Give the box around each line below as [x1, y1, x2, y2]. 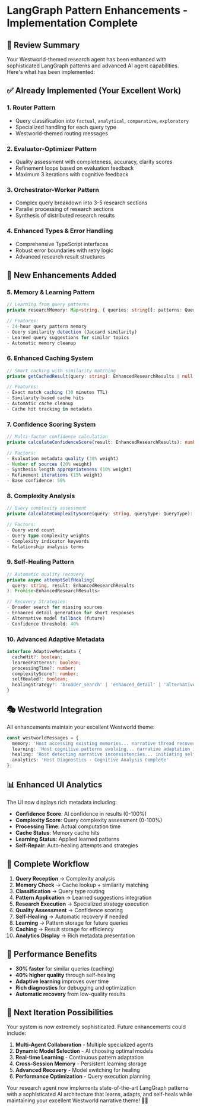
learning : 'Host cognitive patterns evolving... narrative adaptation [12, 746, 191, 752]
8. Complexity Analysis [7, 492, 75, 500]
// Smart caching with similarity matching [7, 368, 116, 374]
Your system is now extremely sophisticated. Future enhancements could [7, 1023, 186, 1031]
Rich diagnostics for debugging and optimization [15, 984, 136, 991]
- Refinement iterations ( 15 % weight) [7, 472, 103, 478]
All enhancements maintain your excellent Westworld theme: [7, 723, 155, 730]
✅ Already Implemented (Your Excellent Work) [7, 86, 182, 96]
